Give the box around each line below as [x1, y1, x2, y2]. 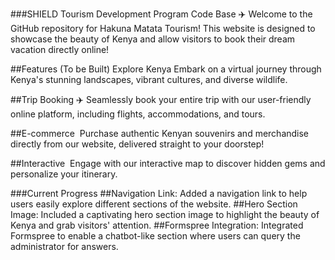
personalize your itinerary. [10, 168, 118, 180]
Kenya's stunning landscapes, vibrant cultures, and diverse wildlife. [10, 74, 288, 85]
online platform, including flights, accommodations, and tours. [10, 108, 266, 120]
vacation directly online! [10, 44, 110, 55]
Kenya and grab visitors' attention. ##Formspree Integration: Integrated [10, 219, 304, 231]
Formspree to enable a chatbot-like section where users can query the [10, 230, 301, 242]
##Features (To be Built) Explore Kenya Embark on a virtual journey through [10, 63, 322, 75]
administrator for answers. [10, 241, 119, 252]
